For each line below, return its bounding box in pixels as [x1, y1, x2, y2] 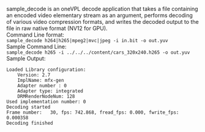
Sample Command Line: [6, 43, 67, 50]
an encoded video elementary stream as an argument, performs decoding [6, 12, 193, 19]
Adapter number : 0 [17, 82, 67, 89]
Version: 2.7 [17, 72, 51, 78]
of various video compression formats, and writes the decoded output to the [6, 18, 199, 25]
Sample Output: [6, 55, 46, 62]
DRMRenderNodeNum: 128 [17, 94, 75, 100]
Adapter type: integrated [17, 88, 84, 94]
